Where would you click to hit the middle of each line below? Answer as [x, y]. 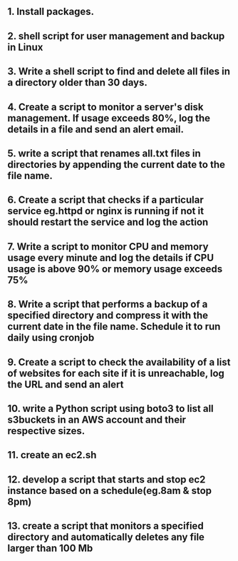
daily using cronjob [51, 338]
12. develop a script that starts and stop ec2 [107, 479]
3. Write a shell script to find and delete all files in [119, 72]
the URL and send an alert [66, 384]
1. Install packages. [51, 12]
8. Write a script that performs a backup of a [108, 304]
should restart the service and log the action [108, 222]
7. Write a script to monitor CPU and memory [108, 247]
